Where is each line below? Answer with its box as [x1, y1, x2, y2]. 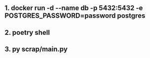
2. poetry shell [4, 28, 50, 36]
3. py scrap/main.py [4, 45, 68, 54]
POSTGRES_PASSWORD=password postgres [4, 12, 146, 20]
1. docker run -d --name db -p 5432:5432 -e [4, 4, 143, 12]
